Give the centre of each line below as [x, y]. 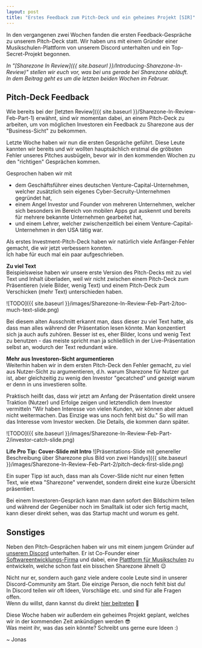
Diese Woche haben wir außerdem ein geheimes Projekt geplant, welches [98, 615]
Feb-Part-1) [21, 118]
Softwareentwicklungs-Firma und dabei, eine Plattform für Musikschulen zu [100, 560]
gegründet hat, [33, 198]
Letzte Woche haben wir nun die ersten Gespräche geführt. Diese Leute [96, 143]
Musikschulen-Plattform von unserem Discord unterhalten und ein [88, 47]
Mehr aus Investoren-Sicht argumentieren [60, 359]
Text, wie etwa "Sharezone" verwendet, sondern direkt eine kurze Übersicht [101, 482]
